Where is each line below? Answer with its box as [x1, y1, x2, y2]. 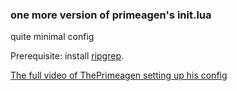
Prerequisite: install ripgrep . [10, 50, 125, 62]
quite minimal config [10, 31, 95, 43]
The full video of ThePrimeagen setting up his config [10, 69, 228, 82]
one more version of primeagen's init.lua [10, 8, 212, 22]
